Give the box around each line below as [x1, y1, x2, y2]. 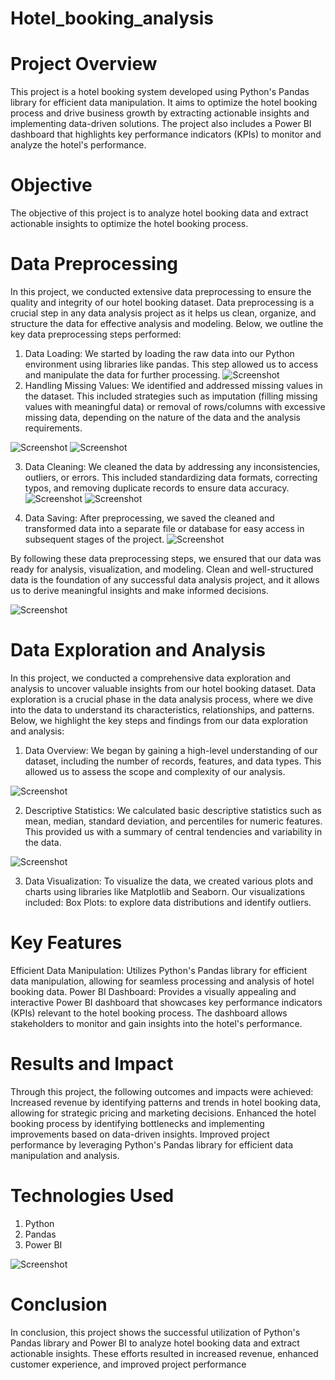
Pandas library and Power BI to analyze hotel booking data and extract [10, 1337, 300, 1349]
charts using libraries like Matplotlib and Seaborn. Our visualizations [24, 885, 306, 897]
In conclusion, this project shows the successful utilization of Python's [10, 1326, 301, 1338]
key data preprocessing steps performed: [10, 328, 182, 340]
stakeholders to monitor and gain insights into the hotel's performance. [10, 1017, 303, 1029]
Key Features [10, 932, 123, 954]
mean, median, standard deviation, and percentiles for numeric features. [24, 815, 323, 827]
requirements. [24, 422, 83, 434]
